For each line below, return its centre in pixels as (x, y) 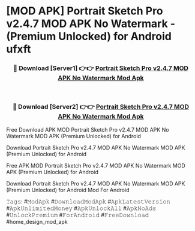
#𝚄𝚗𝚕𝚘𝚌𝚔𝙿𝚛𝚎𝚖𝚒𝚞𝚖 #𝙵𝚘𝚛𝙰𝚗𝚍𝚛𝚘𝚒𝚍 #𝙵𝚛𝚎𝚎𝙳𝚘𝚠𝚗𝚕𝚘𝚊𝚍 (77, 215)
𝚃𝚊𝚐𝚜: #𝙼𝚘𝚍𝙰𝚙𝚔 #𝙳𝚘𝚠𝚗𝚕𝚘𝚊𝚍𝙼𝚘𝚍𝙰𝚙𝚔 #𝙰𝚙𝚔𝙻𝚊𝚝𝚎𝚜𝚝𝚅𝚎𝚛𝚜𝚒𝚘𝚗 (88, 201)
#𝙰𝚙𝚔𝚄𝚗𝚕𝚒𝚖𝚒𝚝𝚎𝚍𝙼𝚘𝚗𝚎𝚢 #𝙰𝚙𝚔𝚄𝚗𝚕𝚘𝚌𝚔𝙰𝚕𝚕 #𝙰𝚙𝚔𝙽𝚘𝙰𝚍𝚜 (81, 208)
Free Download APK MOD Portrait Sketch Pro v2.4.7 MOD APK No (88, 129)
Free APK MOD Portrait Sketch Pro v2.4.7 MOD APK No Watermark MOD (96, 165)
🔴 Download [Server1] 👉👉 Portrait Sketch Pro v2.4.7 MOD (101, 68)
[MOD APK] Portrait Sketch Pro (85, 11)
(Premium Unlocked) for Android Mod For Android (68, 190)
